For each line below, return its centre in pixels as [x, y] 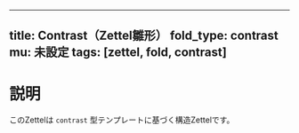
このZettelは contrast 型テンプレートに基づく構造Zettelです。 [122, 120]
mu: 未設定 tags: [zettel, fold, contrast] [118, 53]
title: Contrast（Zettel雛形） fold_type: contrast [144, 36]
